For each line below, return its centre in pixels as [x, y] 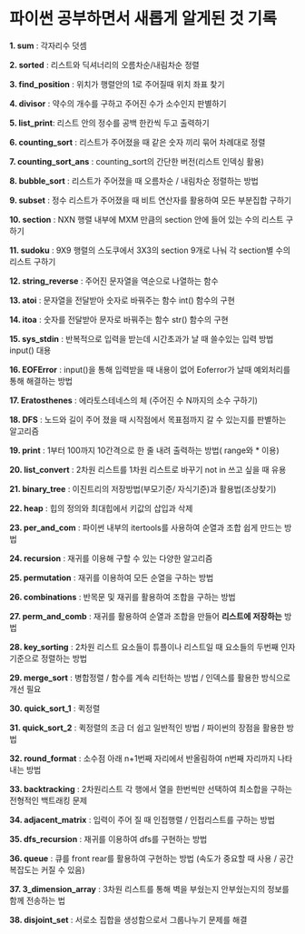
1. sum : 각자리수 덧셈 [49, 45]
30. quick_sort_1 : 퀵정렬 [55, 708]
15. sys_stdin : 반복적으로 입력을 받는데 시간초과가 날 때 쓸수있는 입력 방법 [142, 338]
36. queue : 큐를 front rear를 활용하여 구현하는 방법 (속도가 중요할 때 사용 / [143, 858]
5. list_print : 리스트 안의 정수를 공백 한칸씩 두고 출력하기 [110, 123]
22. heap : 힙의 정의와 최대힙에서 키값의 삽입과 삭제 [101, 508]
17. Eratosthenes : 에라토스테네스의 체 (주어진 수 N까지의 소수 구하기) [134, 400]
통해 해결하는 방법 [41, 381]
